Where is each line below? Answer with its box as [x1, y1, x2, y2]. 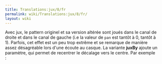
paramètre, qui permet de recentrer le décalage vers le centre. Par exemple [5, 50, 156, 56]
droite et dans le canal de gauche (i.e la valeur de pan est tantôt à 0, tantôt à [5, 34, 156, 40]
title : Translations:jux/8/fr [5, 7, 66, 12]
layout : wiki [5, 16, 31, 21]
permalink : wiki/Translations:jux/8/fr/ [5, 12, 88, 16]
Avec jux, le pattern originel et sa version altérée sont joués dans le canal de [5, 30, 157, 35]
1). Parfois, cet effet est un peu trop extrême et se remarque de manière [5, 40, 148, 46]
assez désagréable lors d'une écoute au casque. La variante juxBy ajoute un [5, 45, 158, 51]
